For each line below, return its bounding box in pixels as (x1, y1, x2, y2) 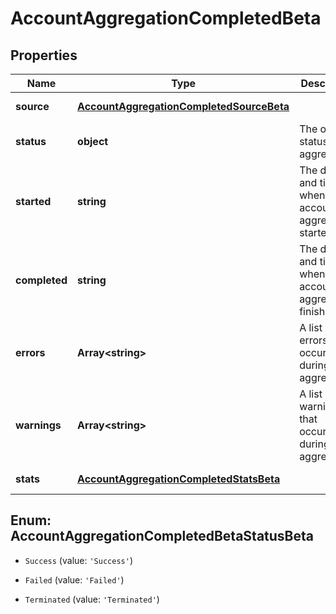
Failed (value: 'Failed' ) (24, 573, 125, 586)
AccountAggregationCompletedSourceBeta (77, 100, 290, 113)
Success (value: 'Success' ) (24, 554, 133, 566)
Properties (10, 47, 78, 64)
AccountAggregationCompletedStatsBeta (77, 472, 281, 486)
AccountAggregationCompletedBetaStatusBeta (10, 528, 314, 545)
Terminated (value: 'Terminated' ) (24, 593, 160, 605)
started (15, 195, 52, 208)
